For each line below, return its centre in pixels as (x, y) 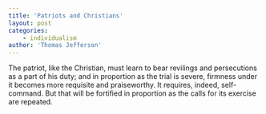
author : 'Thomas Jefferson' (55, 45)
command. (26, 93)
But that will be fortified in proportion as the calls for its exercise (151, 93)
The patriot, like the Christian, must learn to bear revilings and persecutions (133, 68)
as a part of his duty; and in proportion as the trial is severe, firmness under (133, 77)
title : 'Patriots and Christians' (66, 16)
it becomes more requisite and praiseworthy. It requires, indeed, (114, 85)
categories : (28, 30)
